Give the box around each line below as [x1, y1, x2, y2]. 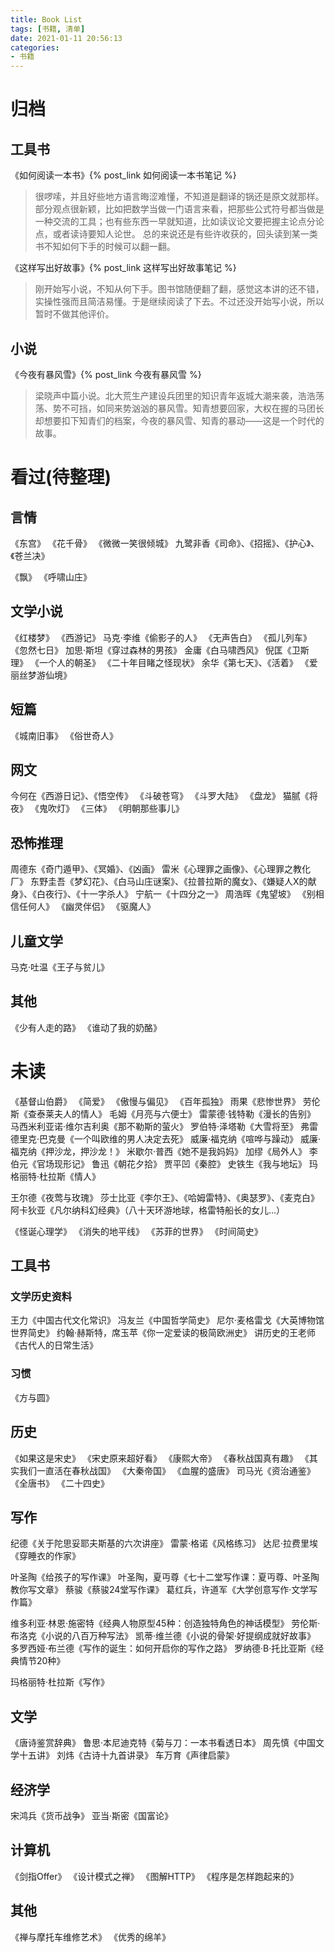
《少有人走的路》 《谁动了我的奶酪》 [10, 1021, 162, 1033]
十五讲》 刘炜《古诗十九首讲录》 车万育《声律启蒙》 [18, 1749, 235, 1761]
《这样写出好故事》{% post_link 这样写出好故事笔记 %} [10, 262, 237, 274]
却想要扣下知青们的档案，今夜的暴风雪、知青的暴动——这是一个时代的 [34, 414, 325, 426]
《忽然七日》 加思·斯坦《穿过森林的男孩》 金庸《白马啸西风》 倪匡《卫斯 [10, 644, 310, 656]
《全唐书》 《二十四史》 [10, 1477, 110, 1489]
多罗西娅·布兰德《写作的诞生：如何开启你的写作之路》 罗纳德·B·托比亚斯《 [10, 1642, 316, 1655]
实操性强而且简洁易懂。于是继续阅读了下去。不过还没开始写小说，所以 [34, 296, 325, 308]
